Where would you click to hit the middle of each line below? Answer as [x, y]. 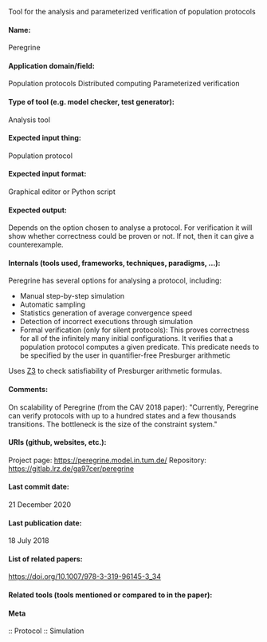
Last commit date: [39, 487]
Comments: [28, 390]
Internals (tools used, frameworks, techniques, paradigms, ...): [114, 263]
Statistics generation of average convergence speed [106, 313]
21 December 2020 [40, 505]
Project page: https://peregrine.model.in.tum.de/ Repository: [108, 460]
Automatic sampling [53, 305]
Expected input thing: [45, 138]
